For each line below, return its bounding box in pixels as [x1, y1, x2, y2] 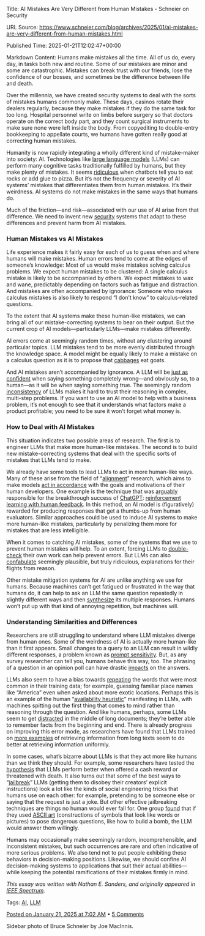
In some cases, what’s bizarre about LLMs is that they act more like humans [6, 752, 197, 760]
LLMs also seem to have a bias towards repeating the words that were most [6, 675, 197, 683]
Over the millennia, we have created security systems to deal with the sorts [6, 92, 196, 98]
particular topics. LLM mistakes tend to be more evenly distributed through [6, 344, 195, 351]
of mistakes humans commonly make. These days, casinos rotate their [6, 98, 185, 105]
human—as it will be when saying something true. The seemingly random [6, 382, 192, 389]
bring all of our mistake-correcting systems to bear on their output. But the [6, 319, 195, 326]
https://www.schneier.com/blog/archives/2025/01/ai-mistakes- [39, 24, 198, 31]
